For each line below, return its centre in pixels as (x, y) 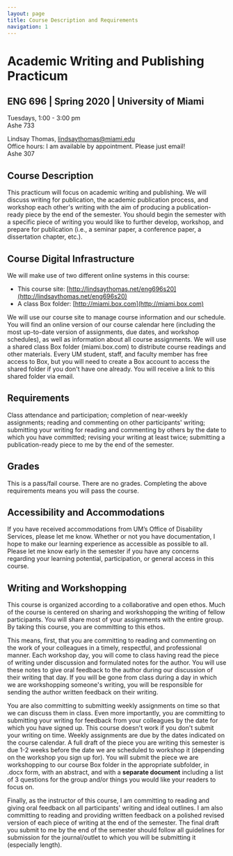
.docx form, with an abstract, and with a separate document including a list (115, 772)
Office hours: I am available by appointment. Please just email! (96, 146)
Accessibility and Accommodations (86, 513)
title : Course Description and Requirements (73, 20)
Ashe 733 (21, 125)
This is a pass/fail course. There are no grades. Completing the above (107, 483)
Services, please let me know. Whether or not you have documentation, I (111, 537)
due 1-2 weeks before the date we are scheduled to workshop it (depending (116, 750)
